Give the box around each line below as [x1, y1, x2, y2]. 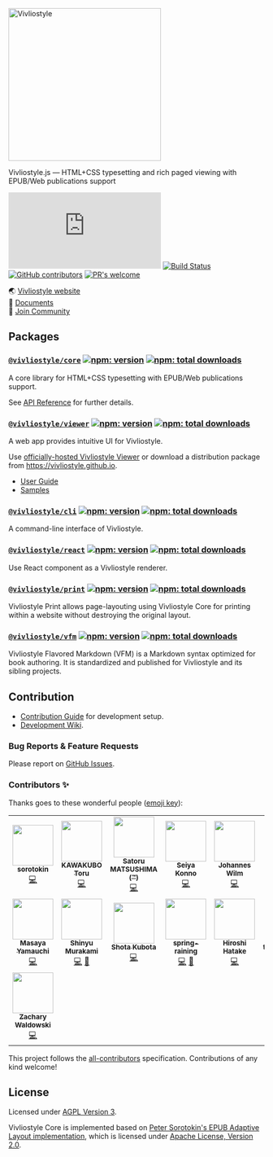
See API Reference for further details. [8, 397, 134, 407]
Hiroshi [223, 939, 247, 948]
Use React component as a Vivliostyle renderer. [8, 563, 168, 572]
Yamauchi [15, 947, 50, 956]
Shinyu [70, 939, 93, 948]
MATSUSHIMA [110, 865, 158, 874]
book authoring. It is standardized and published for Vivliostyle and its [8, 658, 243, 668]
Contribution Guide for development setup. [19, 711, 164, 721]
